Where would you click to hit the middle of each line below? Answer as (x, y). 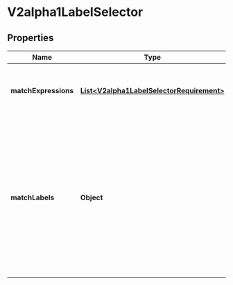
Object (92, 197)
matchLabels (33, 197)
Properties (31, 38)
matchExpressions (42, 91)
